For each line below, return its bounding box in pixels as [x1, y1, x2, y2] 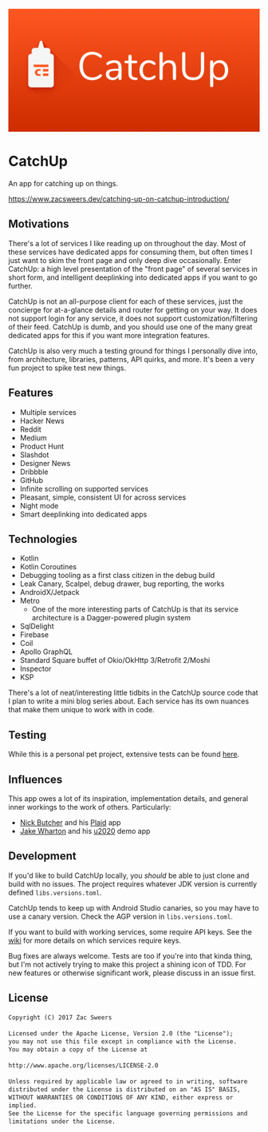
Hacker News [19, 416, 65, 425]
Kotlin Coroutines [19, 562, 77, 572]
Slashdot [19, 449, 49, 460]
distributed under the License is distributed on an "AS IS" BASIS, [8, 1085, 241, 1094]
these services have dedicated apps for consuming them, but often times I [8, 247, 253, 257]
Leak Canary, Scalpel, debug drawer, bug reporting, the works [19, 579, 225, 588]
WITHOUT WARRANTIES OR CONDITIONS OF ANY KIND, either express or [8, 1093, 234, 1102]
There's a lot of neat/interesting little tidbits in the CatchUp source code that [8, 688, 258, 698]
